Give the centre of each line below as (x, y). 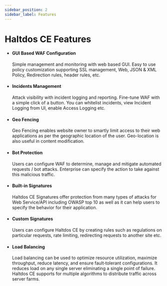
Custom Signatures (32, 219)
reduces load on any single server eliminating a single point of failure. (83, 269)
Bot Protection (27, 152)
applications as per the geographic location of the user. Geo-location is (85, 136)
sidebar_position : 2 (26, 10)
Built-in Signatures (32, 186)
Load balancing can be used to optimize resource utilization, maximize (84, 258)
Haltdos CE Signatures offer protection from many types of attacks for (84, 197)
